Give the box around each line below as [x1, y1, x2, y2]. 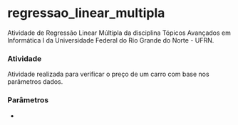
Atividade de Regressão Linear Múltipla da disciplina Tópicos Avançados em [7, 28, 232, 37]
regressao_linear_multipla [7, 5, 165, 21]
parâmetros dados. [7, 77, 63, 86]
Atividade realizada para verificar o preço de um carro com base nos [7, 70, 209, 79]
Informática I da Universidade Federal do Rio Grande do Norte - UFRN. [7, 36, 214, 44]
